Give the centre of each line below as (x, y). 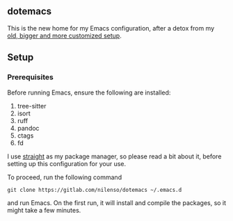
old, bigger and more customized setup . (64, 35)
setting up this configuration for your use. (67, 163)
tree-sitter (32, 106)
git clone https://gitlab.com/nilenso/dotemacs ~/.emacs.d (95, 190)
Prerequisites (30, 77)
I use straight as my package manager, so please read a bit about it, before (114, 156)
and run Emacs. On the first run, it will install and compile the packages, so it (117, 203)
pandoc (28, 128)
